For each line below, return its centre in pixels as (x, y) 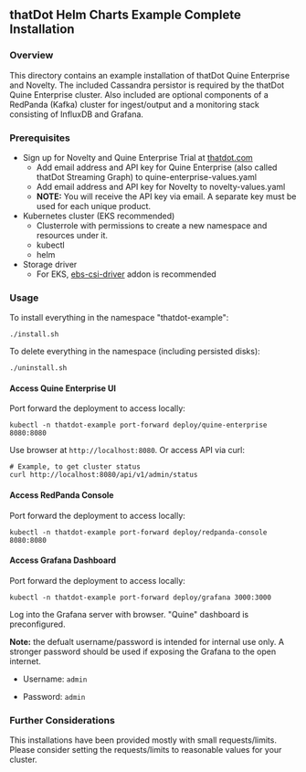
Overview (32, 56)
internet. (25, 661)
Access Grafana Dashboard (63, 560)
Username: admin (55, 679)
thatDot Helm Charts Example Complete (126, 15)
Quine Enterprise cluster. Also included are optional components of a (139, 94)
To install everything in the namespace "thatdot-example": (119, 318)
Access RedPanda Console (62, 495)
